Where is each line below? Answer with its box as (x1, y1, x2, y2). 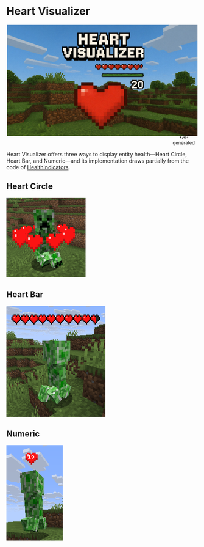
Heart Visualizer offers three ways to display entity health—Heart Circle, (6, 150, 188, 158)
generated (172, 139, 195, 146)
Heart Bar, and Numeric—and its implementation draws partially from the (6, 157, 189, 164)
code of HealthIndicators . (6, 163, 71, 171)
